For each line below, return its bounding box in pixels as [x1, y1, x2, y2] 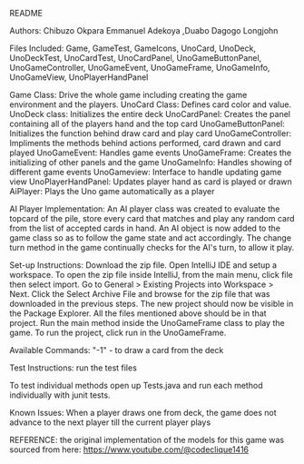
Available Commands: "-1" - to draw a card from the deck [9, 345, 224, 355]
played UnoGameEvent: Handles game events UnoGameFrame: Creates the [9, 147, 292, 158]
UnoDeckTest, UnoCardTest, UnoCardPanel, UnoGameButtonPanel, [9, 53, 262, 63]
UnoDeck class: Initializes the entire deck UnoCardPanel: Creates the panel [9, 109, 290, 119]
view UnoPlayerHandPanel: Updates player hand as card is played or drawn [9, 176, 292, 187]
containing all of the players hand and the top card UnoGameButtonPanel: [9, 118, 286, 129]
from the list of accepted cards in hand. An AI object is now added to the [9, 222, 281, 233]
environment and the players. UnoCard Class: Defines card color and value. [9, 99, 292, 110]
